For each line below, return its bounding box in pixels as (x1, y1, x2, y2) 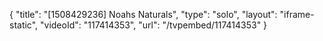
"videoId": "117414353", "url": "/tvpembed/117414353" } (40, 19, 268, 31)
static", (9, 19, 39, 31)
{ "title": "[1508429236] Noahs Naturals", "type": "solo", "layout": (9, 9, 278, 20)
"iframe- (279, 9, 315, 20)
